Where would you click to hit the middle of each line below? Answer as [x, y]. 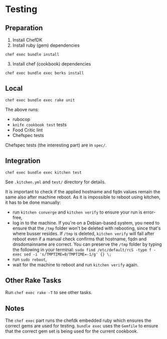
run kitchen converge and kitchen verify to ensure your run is [77, 212]
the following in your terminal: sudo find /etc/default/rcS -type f [82, 249]
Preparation [24, 28]
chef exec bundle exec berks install [45, 73]
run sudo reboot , [30, 259]
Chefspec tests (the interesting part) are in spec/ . [56, 145]
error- [149, 212]
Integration [23, 161]
